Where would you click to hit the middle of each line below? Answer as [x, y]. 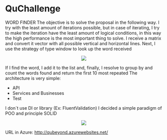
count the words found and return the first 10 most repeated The [71, 73]
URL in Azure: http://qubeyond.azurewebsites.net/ [57, 132]
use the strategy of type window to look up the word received [69, 49]
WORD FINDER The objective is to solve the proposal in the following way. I [82, 22]
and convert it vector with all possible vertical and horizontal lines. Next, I [80, 43]
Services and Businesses [38, 93]
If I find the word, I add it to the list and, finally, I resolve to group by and [79, 68]
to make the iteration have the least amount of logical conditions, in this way [83, 33]
